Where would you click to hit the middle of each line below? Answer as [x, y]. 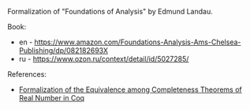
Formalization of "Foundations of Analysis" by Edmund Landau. [110, 11]
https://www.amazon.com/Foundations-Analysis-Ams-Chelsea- [138, 42]
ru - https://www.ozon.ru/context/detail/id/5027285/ [104, 59]
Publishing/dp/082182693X [63, 50]
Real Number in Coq [51, 98]
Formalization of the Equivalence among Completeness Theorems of [130, 89]
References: [27, 74]
